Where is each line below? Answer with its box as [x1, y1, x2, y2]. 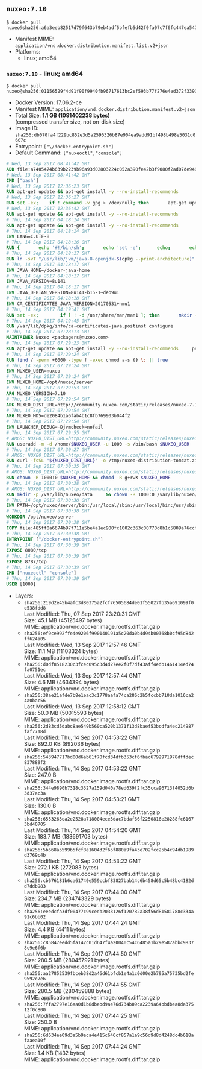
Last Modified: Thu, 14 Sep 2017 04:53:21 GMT [23, 795, 140, 803]
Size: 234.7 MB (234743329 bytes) [23, 895, 111, 902]
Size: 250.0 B [23, 1018, 57, 1026]
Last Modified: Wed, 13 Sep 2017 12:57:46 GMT [23, 641, 141, 648]
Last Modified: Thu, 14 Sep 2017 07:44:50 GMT [23, 950, 141, 957]
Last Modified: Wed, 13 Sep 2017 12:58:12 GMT [23, 702, 140, 710]
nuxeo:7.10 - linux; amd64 [6, 69, 83, 78]
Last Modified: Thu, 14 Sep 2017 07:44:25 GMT [23, 1012, 141, 1019]
